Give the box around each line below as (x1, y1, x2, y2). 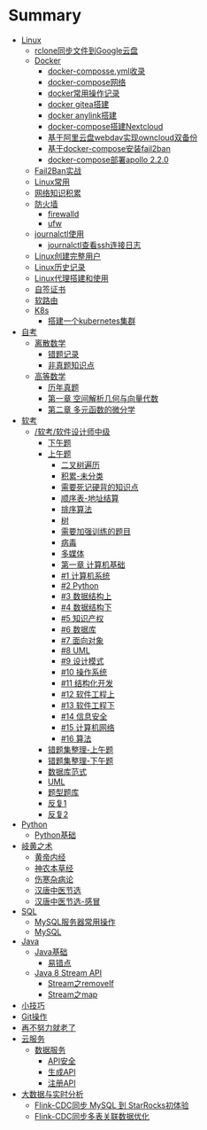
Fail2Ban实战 (34, 165, 81, 175)
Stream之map (47, 989, 98, 1000)
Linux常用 (34, 176, 71, 187)
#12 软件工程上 (60, 689, 116, 699)
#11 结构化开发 (60, 677, 114, 688)
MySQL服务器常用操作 (34, 916, 116, 927)
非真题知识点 (47, 360, 95, 370)
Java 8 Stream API (34, 967, 103, 978)
